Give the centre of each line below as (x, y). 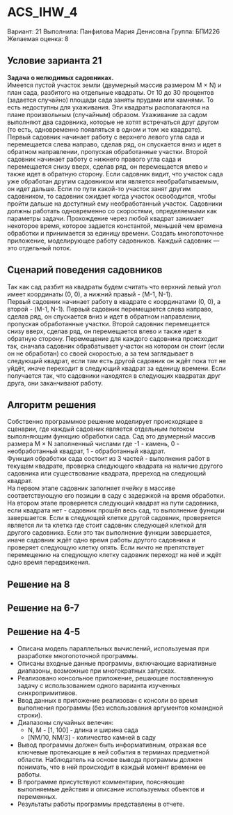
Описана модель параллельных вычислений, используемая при (113, 648)
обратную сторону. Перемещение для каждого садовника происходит (113, 338)
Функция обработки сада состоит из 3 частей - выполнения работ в (109, 459)
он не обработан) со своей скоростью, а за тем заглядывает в (100, 353)
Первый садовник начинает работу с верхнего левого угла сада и (106, 137)
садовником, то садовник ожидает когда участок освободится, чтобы (112, 196)
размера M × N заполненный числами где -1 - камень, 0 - (93, 444)
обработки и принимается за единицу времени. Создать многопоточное (115, 233)
